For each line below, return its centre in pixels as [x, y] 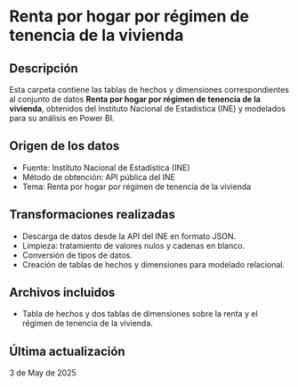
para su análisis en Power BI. [62, 118]
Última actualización [68, 351]
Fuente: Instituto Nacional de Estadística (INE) [106, 168]
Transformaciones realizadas [92, 214]
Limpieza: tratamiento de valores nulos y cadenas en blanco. [133, 245]
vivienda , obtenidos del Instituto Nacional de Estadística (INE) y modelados [148, 108]
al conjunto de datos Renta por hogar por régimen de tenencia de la [135, 99]
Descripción [44, 68]
